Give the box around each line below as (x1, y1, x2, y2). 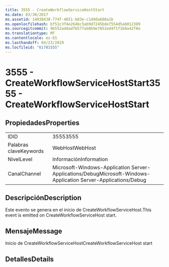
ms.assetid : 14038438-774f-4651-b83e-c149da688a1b (5, 17, 114, 22)
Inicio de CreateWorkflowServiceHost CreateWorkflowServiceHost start (5, 240, 152, 246)
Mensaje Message (5, 227, 62, 235)
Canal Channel (8, 170, 41, 177)
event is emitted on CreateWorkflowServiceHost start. (5, 212, 117, 218)
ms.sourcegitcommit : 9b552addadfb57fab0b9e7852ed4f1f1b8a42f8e (5, 26, 141, 31)
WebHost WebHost (52, 144, 97, 151)
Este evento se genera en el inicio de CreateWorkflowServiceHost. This (5, 207, 152, 213)
